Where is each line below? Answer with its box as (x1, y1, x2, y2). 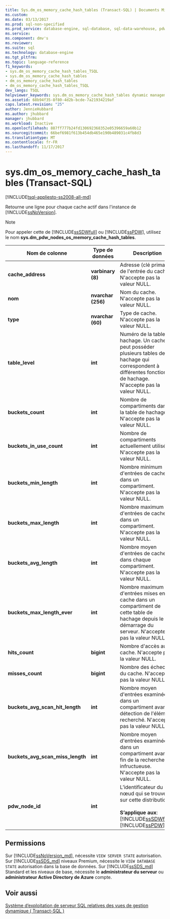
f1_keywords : (5, 64, 33, 69)
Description (133, 250, 162, 257)
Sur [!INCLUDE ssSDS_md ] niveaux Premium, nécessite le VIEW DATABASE (5, 857, 156, 864)
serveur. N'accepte (119, 628, 166, 635)
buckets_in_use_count (8, 442, 63, 449)
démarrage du (119, 621, 154, 628)
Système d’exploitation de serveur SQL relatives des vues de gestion (5, 902, 149, 908)
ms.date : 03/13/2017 (5, 17, 49, 22)
